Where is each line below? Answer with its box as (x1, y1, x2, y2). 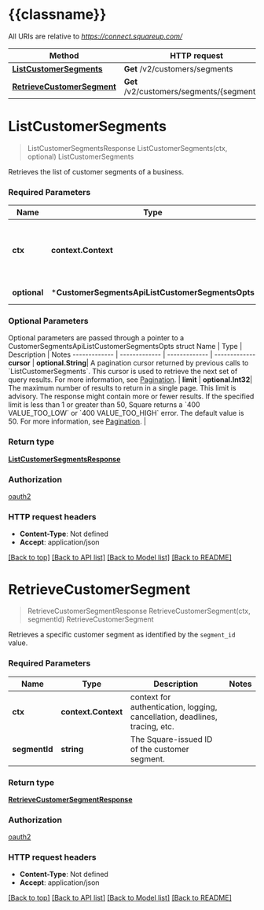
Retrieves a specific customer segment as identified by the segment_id (8, 630, 236, 640)
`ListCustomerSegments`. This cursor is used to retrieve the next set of (8, 367, 238, 376)
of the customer (130, 743, 190, 754)
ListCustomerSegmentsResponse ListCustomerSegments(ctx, (27, 143, 228, 152)
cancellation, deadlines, (130, 711, 218, 722)
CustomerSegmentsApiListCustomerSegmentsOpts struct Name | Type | (8, 342, 243, 351)
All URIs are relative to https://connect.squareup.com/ (8, 31, 183, 41)
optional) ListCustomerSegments (27, 152, 134, 161)
